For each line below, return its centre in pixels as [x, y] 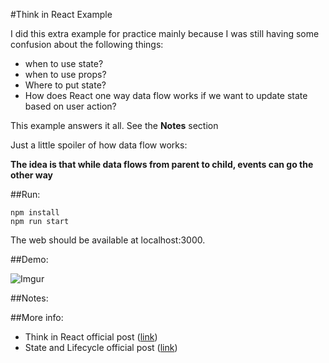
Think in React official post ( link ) [91, 337]
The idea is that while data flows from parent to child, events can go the [162, 164]
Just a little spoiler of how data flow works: [99, 145]
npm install [35, 213]
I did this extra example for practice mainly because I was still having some [165, 33]
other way [32, 175]
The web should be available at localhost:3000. [108, 240]
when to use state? [64, 63]
